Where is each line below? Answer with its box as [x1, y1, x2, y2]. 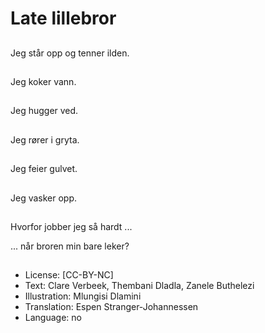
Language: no [24, 312, 82, 324]
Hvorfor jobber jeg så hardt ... [10, 220, 133, 232]
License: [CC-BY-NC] [24, 269, 114, 281]
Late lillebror [10, 7, 117, 30]
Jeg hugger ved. [10, 105, 79, 117]
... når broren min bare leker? [10, 240, 130, 252]
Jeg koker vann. [10, 75, 77, 87]
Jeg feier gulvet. [10, 163, 78, 175]
